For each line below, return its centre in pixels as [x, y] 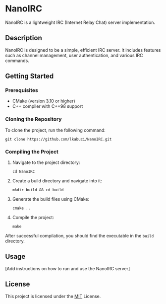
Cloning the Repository [33, 119]
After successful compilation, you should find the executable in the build [80, 236]
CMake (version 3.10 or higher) [44, 101]
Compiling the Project [32, 152]
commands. [17, 61]
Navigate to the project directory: [46, 162]
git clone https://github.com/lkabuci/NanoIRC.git [58, 139]
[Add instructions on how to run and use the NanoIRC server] [68, 268]
